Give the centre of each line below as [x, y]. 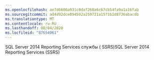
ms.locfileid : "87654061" [32, 33]
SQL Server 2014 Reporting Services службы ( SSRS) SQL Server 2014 [77, 47]
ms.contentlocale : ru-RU [31, 24]
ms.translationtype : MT [30, 19]
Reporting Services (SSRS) [33, 52]
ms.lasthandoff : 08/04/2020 [34, 28]
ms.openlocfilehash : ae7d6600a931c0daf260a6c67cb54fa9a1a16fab [72, 10]
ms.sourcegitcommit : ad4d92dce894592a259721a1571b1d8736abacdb [72, 14]
